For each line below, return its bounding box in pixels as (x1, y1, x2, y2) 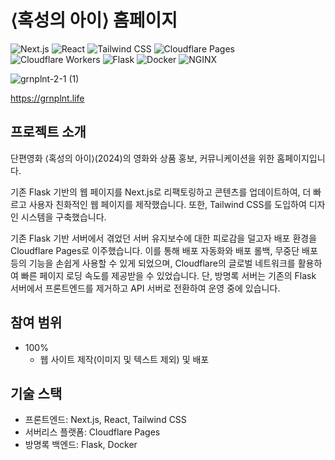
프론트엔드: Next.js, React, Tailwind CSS (24, 414, 187, 426)
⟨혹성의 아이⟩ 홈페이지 (10, 9, 178, 32)
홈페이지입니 (276, 152, 326, 164)
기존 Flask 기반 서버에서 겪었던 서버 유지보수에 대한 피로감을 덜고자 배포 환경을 (10, 232, 318, 244)
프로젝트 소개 (10, 124, 87, 141)
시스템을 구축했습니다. (20, 211, 107, 223)
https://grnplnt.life (10, 92, 85, 104)
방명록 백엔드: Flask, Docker (24, 439, 138, 451)
